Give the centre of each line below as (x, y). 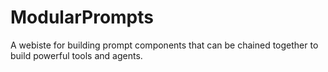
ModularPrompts (82, 17)
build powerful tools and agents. (76, 55)
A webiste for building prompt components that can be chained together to (164, 45)
